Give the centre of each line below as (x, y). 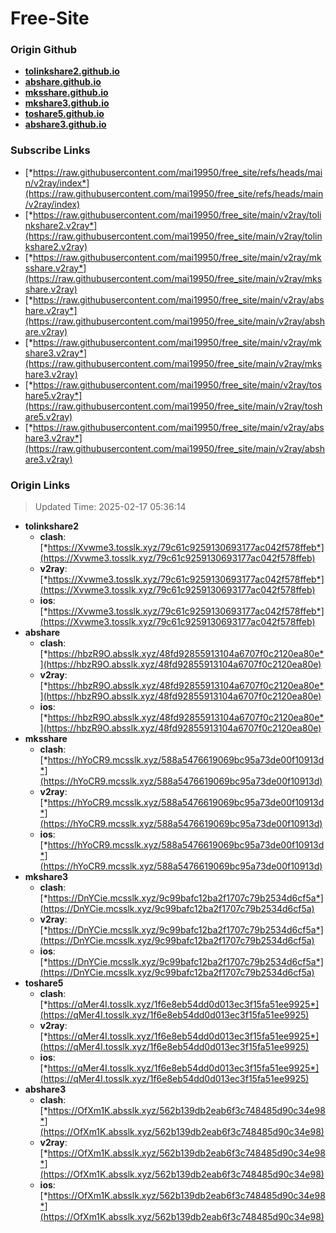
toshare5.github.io (64, 114)
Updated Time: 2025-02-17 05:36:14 (110, 507)
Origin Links (40, 485)
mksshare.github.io (66, 93)
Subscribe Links (50, 150)
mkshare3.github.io (67, 103)
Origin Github (44, 50)
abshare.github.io (63, 82)
